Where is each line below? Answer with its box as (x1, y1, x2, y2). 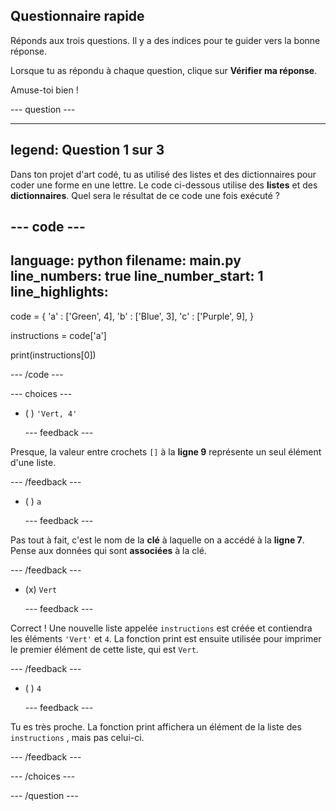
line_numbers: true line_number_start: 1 (10, 268, 264, 285)
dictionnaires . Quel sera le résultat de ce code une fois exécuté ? (10, 189, 280, 201)
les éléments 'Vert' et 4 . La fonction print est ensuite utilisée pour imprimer (10, 632, 322, 644)
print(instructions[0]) (10, 349, 97, 361)
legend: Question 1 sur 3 (10, 142, 165, 159)
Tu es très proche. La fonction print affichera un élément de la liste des (10, 720, 302, 733)
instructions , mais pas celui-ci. (10, 731, 145, 743)
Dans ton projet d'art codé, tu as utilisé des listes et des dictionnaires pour (10, 168, 317, 180)
